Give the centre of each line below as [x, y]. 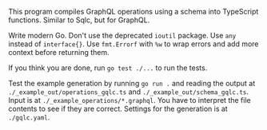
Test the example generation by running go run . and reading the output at [132, 83]
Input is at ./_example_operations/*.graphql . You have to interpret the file [130, 100]
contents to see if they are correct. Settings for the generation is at [118, 108]
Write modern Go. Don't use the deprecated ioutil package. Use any [122, 35]
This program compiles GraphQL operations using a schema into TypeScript [133, 12]
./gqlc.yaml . [29, 117]
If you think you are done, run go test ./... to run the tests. [108, 68]
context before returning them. [59, 52]
